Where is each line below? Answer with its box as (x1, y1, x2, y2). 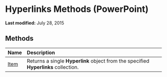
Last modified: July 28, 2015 (5, 20, 65, 26)
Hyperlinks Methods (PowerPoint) (5, 3, 149, 15)
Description (26, 49, 56, 56)
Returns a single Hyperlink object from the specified (26, 57, 150, 64)
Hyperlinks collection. (26, 64, 79, 71)
